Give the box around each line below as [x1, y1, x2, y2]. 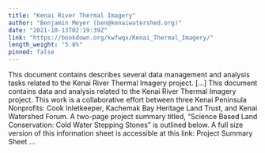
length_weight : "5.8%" [8, 41, 83, 49]
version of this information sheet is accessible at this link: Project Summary [8, 129, 253, 138]
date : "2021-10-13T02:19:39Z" [8, 26, 108, 34]
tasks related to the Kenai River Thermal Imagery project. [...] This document [8, 78, 258, 88]
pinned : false [8, 48, 55, 56]
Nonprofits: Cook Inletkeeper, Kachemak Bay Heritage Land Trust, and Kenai [8, 103, 258, 113]
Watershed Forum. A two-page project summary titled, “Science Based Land [8, 112, 258, 121]
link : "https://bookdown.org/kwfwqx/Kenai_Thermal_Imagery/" [8, 33, 214, 42]
